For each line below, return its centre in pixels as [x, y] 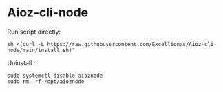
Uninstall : [21, 62]
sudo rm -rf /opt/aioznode [46, 81]
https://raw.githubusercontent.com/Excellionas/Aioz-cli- [132, 44]
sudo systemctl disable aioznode [55, 76]
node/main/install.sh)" [41, 50]
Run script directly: [34, 32]
